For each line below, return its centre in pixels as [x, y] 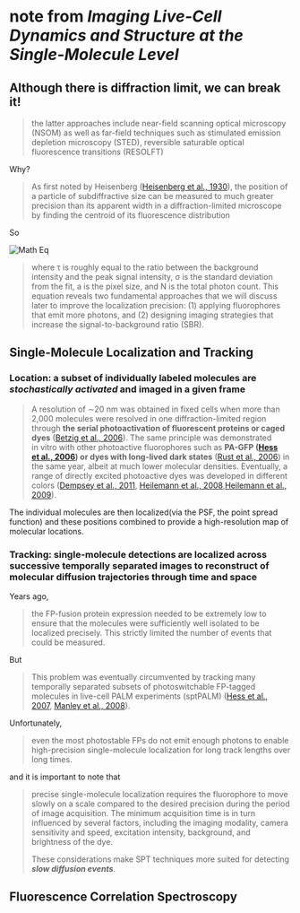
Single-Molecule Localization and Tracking [131, 353]
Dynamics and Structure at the [126, 35]
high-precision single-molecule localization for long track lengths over [161, 750]
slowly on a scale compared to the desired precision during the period [161, 804]
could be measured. [68, 642]
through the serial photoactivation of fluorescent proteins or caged [158, 428]
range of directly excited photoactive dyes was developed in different [159, 475]
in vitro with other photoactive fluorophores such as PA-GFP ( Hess [154, 447]
